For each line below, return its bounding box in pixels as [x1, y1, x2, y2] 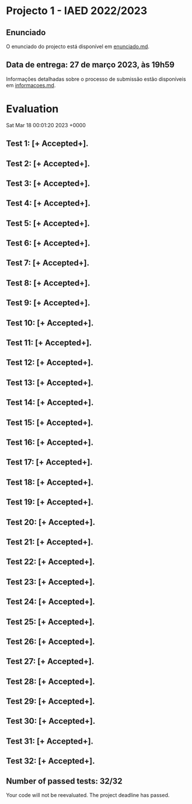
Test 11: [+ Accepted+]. [6, 338, 92, 348]
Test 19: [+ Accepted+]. [6, 497, 94, 507]
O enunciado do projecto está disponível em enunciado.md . [6, 43, 150, 50]
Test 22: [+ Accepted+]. [6, 557, 95, 567]
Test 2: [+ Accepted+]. [6, 158, 90, 168]
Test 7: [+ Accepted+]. [6, 258, 90, 268]
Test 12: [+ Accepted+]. [6, 357, 93, 367]
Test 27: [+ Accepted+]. [6, 656, 95, 666]
